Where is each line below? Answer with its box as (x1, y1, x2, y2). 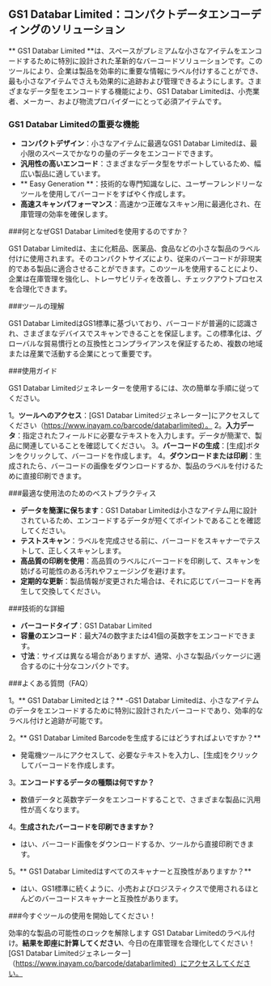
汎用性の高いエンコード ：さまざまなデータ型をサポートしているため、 (19, 159, 255, 168)
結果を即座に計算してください (22, 938, 121, 948)
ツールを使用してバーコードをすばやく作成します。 (19, 189, 190, 199)
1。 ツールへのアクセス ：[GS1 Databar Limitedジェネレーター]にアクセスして (8, 411, 260, 421)
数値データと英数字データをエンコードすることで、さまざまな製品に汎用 (19, 795, 261, 805)
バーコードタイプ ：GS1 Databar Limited (19, 621, 152, 631)
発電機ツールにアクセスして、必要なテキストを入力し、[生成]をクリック (19, 751, 259, 760)
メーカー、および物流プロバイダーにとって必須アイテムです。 (22, 96, 227, 106)
